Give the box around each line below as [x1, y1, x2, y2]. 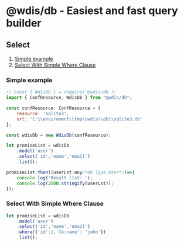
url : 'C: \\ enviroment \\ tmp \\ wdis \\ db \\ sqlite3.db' [16, 116, 143, 122]
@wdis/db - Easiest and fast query [6, 4, 178, 18]
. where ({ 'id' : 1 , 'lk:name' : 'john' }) [16, 229, 107, 235]
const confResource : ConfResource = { [6, 105, 101, 112]
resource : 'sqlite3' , [16, 110, 69, 116]
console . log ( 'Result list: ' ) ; [16, 175, 93, 181]
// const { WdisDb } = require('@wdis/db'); [6, 89, 117, 95]
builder [6, 16, 42, 30]
